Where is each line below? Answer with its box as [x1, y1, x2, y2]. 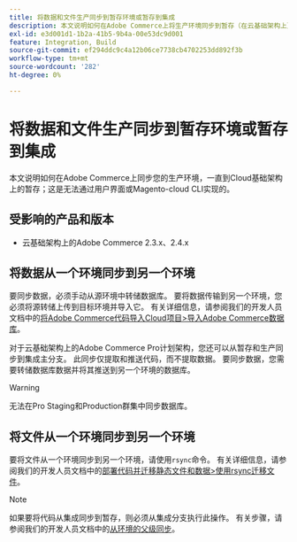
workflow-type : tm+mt [9, 54, 89, 63]
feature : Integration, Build [9, 37, 117, 47]
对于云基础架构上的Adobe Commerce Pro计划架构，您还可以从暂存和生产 [9, 343, 277, 353]
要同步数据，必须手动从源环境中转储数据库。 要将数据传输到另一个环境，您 [9, 290, 283, 301]
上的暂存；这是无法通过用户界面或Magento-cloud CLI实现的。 [9, 183, 235, 194]
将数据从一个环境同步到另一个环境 [9, 265, 195, 280]
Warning [9, 383, 40, 393]
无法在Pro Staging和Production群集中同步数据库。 [9, 400, 193, 412]
